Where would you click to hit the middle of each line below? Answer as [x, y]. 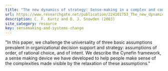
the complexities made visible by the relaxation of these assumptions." [78, 64]
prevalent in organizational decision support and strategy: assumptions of [81, 48]
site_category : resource [31, 24]
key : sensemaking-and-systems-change [44, 28]
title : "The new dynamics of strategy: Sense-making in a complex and [80, 10]
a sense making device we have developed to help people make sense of [80, 58]
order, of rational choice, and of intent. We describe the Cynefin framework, [83, 53]
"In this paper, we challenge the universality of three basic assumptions [79, 42]
